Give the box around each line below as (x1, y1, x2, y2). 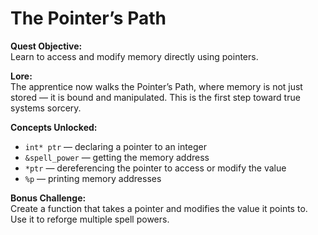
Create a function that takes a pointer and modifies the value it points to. (10, 202, 308, 214)
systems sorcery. (10, 102, 82, 114)
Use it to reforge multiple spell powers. (10, 213, 170, 225)
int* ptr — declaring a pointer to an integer (24, 140, 207, 152)
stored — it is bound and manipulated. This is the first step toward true (10, 91, 301, 103)
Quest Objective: (10, 40, 83, 52)
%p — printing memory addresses (24, 172, 162, 184)
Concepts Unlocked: (10, 121, 98, 133)
